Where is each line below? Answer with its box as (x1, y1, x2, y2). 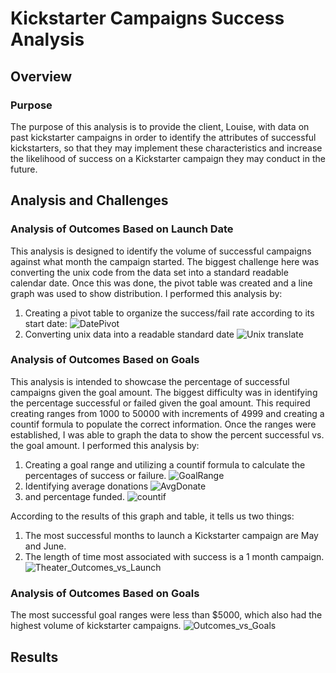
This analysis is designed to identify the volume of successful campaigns (10, 245, 312, 257)
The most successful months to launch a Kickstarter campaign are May (24, 529, 319, 541)
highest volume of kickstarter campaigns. (10, 620, 182, 632)
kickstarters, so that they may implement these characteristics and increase (10, 142, 323, 154)
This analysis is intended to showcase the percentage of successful (10, 375, 290, 387)
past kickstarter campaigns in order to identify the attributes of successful (10, 131, 317, 143)
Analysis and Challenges (10, 192, 169, 209)
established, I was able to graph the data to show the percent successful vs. (10, 428, 325, 441)
